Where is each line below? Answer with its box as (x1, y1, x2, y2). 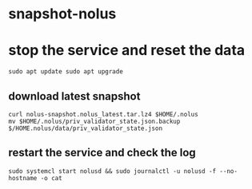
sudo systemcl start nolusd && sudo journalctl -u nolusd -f (8, 167, 217, 175)
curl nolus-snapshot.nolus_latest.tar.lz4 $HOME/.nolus (8, 110, 198, 118)
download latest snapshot (8, 89, 141, 103)
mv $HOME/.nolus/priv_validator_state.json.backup (8, 117, 181, 125)
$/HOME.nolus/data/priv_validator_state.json (8, 124, 162, 132)
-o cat (40, 174, 62, 182)
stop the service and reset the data (8, 41, 246, 60)
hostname (8, 174, 38, 182)
